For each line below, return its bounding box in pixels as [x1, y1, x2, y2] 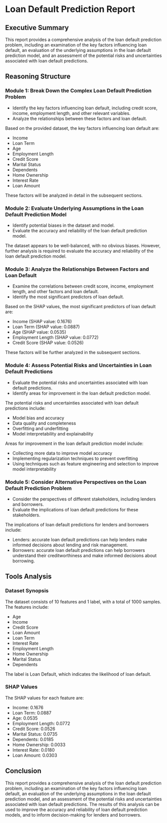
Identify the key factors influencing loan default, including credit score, [12, 105, 158, 111]
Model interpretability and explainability [12, 430, 93, 436]
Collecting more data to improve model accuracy [12, 450, 113, 456]
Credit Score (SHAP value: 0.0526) [12, 340, 84, 346]
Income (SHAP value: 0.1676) [12, 319, 72, 325]
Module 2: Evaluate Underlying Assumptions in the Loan [5, 205, 144, 212]
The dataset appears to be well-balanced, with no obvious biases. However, [5, 242, 161, 248]
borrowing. [12, 558, 35, 564]
